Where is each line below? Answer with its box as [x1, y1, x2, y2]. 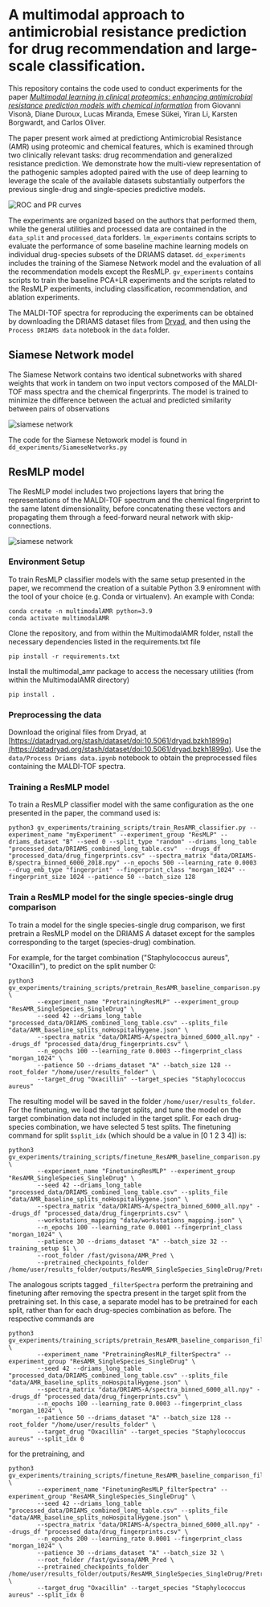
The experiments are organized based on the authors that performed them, [8, 215, 257, 225]
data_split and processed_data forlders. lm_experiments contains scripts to [8, 232, 257, 242]
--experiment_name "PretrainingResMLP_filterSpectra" [37, 1350, 221, 1359]
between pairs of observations [8, 403, 110, 413]
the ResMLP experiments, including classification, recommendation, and [8, 284, 247, 293]
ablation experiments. [8, 292, 80, 302]
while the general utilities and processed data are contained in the [8, 223, 227, 234]
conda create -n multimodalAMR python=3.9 [8, 607, 153, 615]
